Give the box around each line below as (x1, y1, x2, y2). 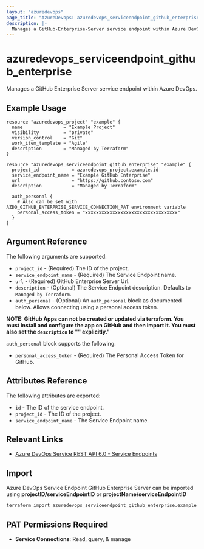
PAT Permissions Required (6, 519, 108, 530)
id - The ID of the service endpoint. (15, 404, 104, 411)
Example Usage (6, 103, 67, 113)
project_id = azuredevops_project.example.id (12, 167, 159, 173)
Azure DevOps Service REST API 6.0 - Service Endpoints (15, 450, 158, 458)
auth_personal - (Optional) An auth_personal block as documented (15, 296, 182, 304)
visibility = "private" (12, 130, 94, 136)
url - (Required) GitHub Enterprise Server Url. (15, 278, 130, 285)
